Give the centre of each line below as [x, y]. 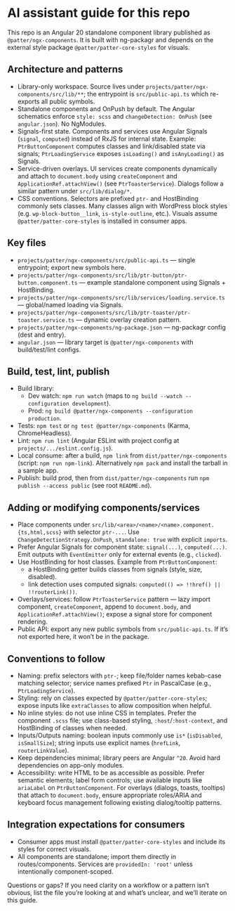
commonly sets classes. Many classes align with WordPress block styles [122, 206]
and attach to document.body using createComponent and [97, 176]
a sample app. [38, 471]
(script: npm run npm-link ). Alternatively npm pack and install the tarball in [122, 463]
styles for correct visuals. [54, 849]
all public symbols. [68, 101]
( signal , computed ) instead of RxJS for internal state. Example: [107, 138]
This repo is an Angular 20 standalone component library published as [109, 32]
